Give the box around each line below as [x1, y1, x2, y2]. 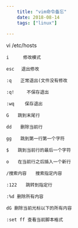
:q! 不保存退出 [6, 89, 49, 96]
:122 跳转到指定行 [6, 182, 52, 189]
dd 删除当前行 [6, 124, 43, 130]
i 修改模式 [6, 54, 41, 60]
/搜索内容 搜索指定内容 [6, 171, 63, 177]
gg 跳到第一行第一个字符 [6, 136, 65, 142]
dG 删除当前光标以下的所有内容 [6, 205, 73, 211]
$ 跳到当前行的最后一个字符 [6, 147, 71, 153]
